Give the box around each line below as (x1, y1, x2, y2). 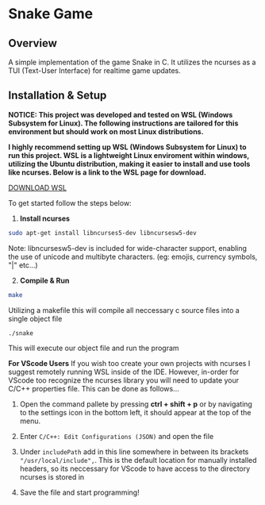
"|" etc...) (8, 260, 38, 270)
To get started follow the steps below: (8, 198, 132, 207)
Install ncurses (19, 214, 70, 223)
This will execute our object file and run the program (8, 343, 180, 353)
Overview (8, 37, 58, 50)
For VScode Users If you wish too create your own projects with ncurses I (8, 359, 251, 368)
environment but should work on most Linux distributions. (8, 126, 204, 136)
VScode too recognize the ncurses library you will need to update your (8, 376, 240, 385)
